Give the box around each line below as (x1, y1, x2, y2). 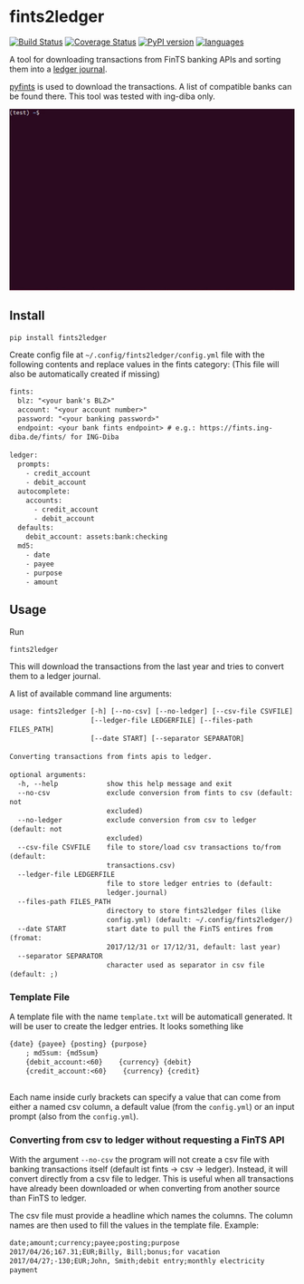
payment (9, 1266, 39, 1275)
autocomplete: (17, 487, 71, 496)
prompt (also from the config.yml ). (9, 1111, 138, 1122)
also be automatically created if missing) (9, 368, 160, 379)
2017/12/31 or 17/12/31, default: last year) (106, 942, 281, 951)
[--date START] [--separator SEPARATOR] (90, 734, 245, 743)
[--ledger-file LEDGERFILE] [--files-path (90, 715, 253, 725)
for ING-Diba (70, 433, 119, 442)
